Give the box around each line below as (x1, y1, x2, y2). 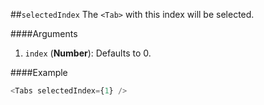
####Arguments (10, 28, 78, 39)
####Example (10, 67, 68, 78)
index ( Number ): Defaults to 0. (24, 47, 152, 59)
